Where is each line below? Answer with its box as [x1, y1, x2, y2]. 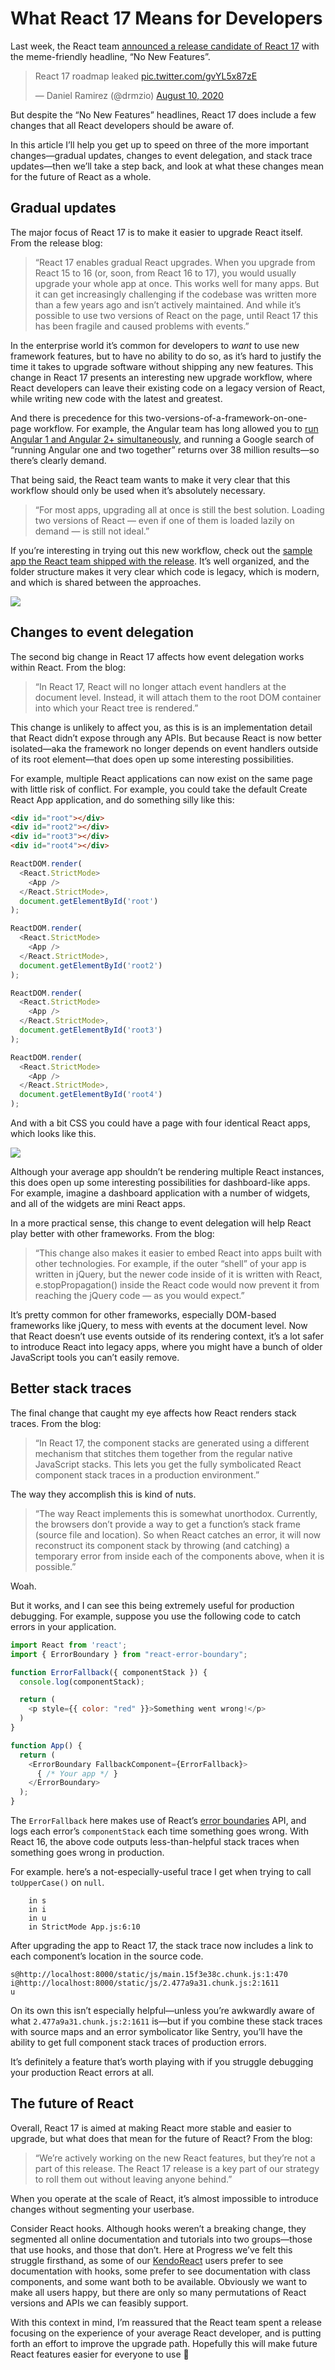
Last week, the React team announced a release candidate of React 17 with [10, 40, 320, 52]
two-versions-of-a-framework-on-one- [145, 412, 308, 424]
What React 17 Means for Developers [10, 7, 323, 30]
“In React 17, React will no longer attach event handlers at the [34, 680, 287, 692]
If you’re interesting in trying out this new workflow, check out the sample [10, 544, 313, 556]
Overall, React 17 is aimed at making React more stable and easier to [10, 2122, 292, 2134]
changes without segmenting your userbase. [10, 2203, 195, 2215]
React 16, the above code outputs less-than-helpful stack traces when [10, 1836, 300, 1847]
